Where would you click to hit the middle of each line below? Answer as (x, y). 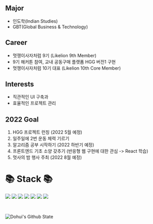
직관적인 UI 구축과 (31, 97)
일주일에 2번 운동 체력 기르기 (41, 139)
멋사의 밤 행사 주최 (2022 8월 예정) (47, 157)
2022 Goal (22, 119)
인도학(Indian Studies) (35, 21)
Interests (20, 85)
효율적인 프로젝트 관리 (34, 103)
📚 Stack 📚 (29, 179)
